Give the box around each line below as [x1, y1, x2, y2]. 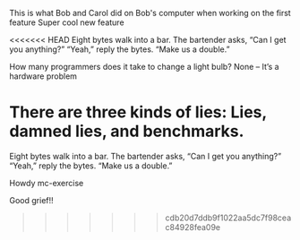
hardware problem [9, 71, 78, 81]
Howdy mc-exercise [9, 177, 84, 188]
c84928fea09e [165, 221, 221, 232]
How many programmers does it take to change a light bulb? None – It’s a [9, 62, 279, 72]
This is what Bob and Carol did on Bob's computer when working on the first [9, 8, 291, 18]
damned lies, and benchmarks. [9, 121, 244, 141]
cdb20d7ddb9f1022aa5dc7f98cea [165, 212, 292, 223]
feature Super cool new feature [9, 17, 124, 28]
